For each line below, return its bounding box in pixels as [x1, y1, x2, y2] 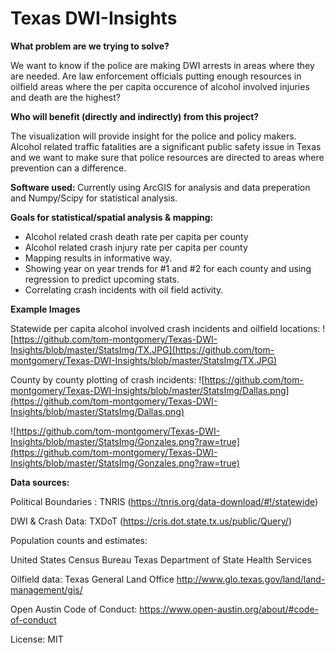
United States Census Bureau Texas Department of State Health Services [10, 553, 312, 566]
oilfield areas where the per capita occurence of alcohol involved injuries [10, 80, 310, 92]
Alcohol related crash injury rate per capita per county [24, 241, 248, 253]
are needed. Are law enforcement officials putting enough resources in [10, 70, 302, 82]
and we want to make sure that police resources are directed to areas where [10, 151, 325, 163]
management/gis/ [10, 583, 83, 596]
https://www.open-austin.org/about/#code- [139, 603, 320, 615]
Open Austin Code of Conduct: [10, 603, 138, 615]
